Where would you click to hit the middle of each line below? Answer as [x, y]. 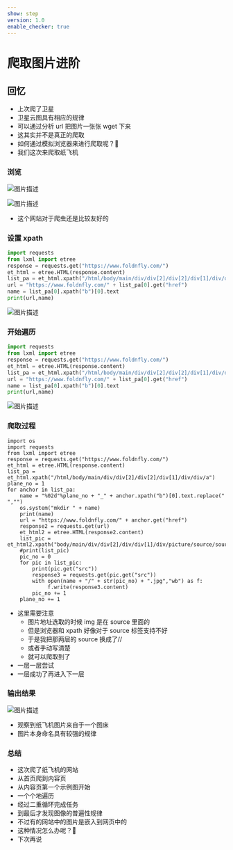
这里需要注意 [35, 613]
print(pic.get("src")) [65, 569]
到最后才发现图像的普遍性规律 [60, 813]
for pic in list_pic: [51, 563]
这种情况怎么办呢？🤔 [46, 831]
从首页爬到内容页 [42, 778]
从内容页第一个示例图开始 [54, 787]
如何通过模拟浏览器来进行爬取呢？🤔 [68, 144]
